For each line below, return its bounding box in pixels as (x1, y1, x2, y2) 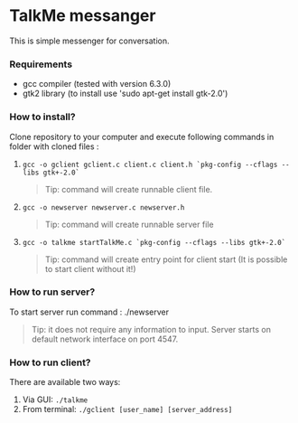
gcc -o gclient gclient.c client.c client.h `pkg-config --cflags (22, 160, 278, 169)
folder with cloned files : (9, 141, 99, 152)
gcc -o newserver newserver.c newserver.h (22, 202, 185, 212)
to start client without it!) (44, 263, 137, 274)
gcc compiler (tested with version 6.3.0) (22, 79, 172, 89)
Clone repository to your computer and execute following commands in (9, 131, 275, 142)
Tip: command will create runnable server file (44, 219, 214, 230)
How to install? (9, 110, 76, 123)
